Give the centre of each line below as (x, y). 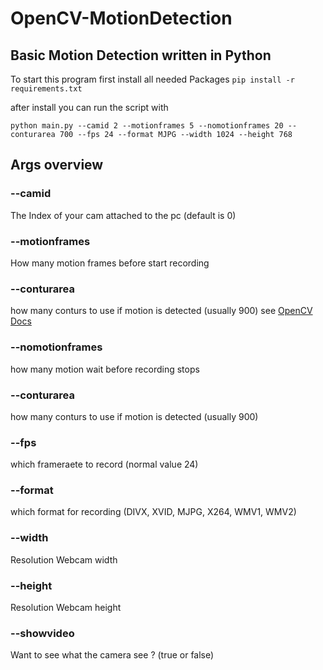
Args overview (57, 165)
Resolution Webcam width (64, 559)
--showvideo (42, 633)
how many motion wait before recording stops (105, 369)
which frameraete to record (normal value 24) (104, 464)
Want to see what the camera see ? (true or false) (112, 655)
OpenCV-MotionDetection (121, 18)
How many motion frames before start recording (110, 263)
